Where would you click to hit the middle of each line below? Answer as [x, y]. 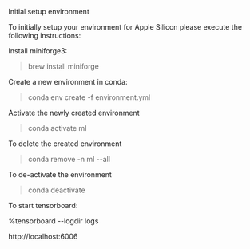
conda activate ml [57, 128]
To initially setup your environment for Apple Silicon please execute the [125, 27]
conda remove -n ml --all [69, 159]
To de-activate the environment [60, 174]
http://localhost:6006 [43, 236]
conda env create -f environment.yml [89, 97]
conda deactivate [56, 190]
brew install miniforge [63, 66]
